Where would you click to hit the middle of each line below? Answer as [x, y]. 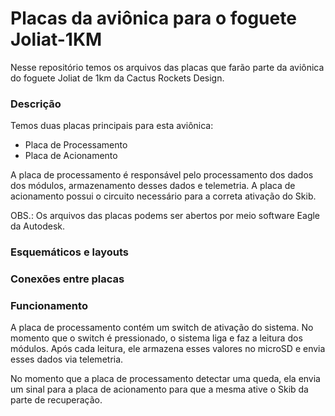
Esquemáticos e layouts [69, 252]
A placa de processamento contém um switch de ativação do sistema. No [162, 328]
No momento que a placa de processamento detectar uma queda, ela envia [165, 379]
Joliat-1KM [56, 39]
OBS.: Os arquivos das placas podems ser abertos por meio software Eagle [165, 216]
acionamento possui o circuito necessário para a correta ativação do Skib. [163, 196]
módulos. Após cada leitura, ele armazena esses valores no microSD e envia [168, 349]
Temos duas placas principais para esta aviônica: [112, 126]
